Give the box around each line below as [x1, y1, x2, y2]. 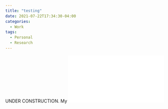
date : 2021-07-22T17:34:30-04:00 [5, 13, 76, 19]
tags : [5, 29, 17, 35]
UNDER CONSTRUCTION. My [5, 98, 68, 104]
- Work [10, 24, 24, 29]
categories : [5, 19, 31, 24]
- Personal [10, 35, 33, 40]
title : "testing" [5, 8, 42, 13]
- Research [10, 41, 33, 46]
